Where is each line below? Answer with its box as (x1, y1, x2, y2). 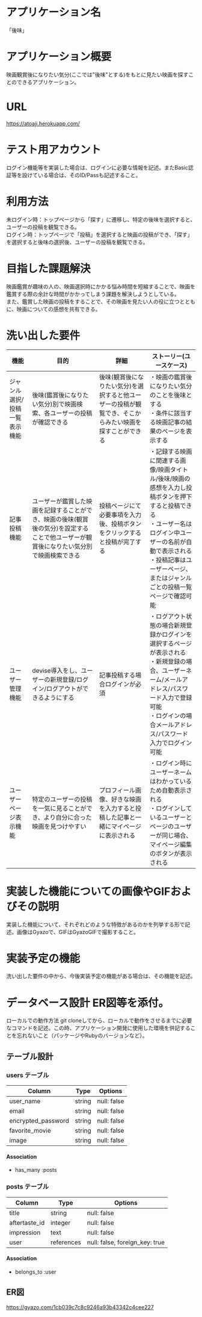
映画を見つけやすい (32, 822, 87, 830)
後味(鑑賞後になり (32, 391, 83, 399)
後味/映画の (158, 474, 191, 482)
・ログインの (149, 711, 186, 720)
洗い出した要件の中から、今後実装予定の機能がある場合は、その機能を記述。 (6, 973, 196, 980)
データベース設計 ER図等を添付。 (6, 996, 170, 1009)
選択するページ (149, 639, 192, 647)
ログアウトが (46, 684, 83, 693)
